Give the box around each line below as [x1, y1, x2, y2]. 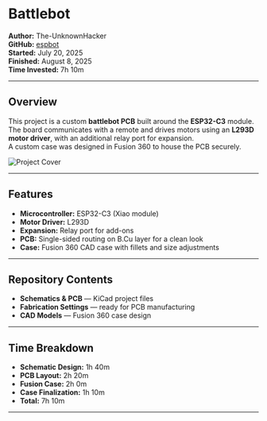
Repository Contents [8, 272, 114, 286]
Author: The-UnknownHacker [8, 31, 107, 41]
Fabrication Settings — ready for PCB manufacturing [19, 303, 195, 312]
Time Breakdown [8, 341, 94, 354]
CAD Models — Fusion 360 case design [19, 311, 152, 320]
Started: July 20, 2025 [8, 48, 83, 57]
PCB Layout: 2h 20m [19, 371, 89, 380]
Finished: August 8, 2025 [8, 56, 93, 66]
